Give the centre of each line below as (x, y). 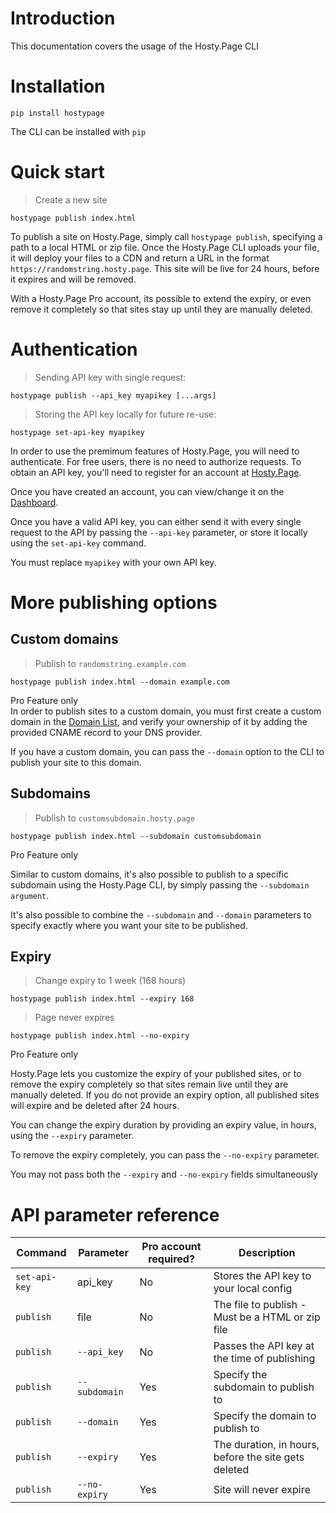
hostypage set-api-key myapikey (77, 432)
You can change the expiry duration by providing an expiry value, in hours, (163, 1125)
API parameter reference (115, 1214)
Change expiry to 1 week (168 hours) (110, 981)
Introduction (63, 18)
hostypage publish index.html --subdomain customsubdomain (136, 836)
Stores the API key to (262, 1276)
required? (171, 1259)
